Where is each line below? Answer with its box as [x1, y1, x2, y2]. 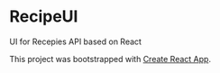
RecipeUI [9, 6, 78, 27]
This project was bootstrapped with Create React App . [9, 53, 212, 64]
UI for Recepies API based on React [9, 36, 142, 47]
